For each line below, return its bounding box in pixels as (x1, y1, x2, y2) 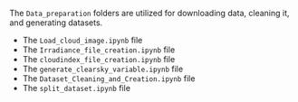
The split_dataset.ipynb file (22, 83, 131, 93)
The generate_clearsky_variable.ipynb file (22, 63, 184, 74)
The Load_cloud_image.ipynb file (22, 35, 143, 45)
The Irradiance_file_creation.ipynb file (22, 44, 176, 55)
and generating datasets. (9, 17, 103, 28)
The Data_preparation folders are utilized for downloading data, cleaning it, (9, 8, 290, 18)
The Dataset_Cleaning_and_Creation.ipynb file (22, 73, 196, 84)
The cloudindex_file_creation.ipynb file (22, 54, 176, 64)
